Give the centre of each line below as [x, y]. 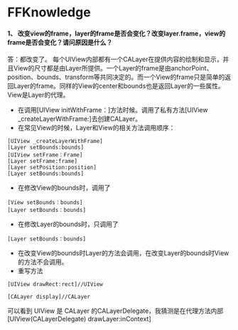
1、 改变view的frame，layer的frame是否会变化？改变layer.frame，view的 [117, 33]
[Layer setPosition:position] [52, 168]
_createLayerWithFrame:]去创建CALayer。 [80, 119]
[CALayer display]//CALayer [49, 297]
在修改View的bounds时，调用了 [64, 188]
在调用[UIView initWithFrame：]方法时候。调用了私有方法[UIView [113, 110]
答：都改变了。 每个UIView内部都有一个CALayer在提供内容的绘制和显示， [115, 59]
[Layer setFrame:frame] [43, 161]
